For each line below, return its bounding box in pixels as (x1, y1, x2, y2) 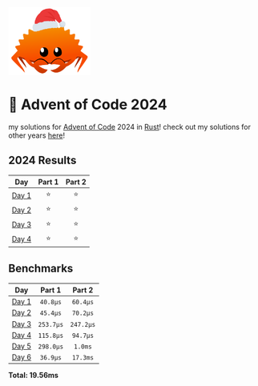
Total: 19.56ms (8, 370, 58, 380)
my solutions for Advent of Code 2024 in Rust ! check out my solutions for (8, 122, 251, 131)
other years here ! (8, 131, 66, 140)
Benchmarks (8, 261, 74, 275)
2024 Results (8, 154, 77, 167)
